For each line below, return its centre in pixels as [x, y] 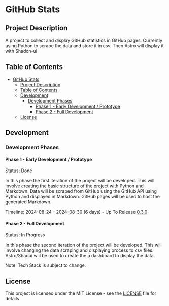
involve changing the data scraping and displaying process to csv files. [79, 250]
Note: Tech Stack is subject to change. [46, 265]
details [12, 299]
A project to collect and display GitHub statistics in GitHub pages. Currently [84, 40]
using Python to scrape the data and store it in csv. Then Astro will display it [84, 46]
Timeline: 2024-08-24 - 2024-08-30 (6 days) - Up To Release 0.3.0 [76, 212]
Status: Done [19, 171]
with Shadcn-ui [21, 51]
